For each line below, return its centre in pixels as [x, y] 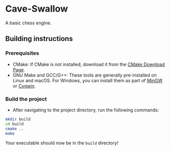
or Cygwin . [24, 86]
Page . [19, 69]
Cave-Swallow [37, 9]
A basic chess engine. [29, 23]
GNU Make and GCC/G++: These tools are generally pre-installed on [84, 75]
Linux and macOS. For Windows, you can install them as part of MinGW [88, 80]
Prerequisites [22, 53]
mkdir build [18, 119]
